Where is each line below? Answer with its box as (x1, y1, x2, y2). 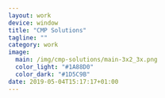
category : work (8, 41, 59, 49)
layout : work (8, 11, 52, 20)
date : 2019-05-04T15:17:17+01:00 (8, 77, 119, 85)
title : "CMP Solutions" (8, 26, 87, 34)
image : (8, 48, 30, 56)
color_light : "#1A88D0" (15, 63, 94, 71)
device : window (8, 19, 59, 27)
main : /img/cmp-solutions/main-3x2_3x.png (15, 56, 158, 64)
